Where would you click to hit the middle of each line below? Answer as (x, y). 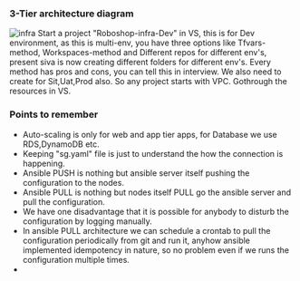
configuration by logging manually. (87, 221)
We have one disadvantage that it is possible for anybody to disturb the (156, 211)
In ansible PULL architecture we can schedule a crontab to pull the (146, 230)
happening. (44, 163)
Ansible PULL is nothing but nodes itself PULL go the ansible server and (157, 192)
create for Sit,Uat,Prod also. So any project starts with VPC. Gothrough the (148, 82)
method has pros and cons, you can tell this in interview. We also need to (145, 72)
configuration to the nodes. (73, 182)
